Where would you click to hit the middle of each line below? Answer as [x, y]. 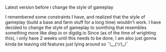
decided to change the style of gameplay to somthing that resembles [76, 27]
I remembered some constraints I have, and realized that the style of [75, 17]
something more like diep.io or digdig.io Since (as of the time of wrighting [81, 33]
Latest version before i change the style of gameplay [59, 7]
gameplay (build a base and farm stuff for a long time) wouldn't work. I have [83, 22]
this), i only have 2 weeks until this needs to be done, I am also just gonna [81, 38]
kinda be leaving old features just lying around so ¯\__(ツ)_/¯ [67, 44]
